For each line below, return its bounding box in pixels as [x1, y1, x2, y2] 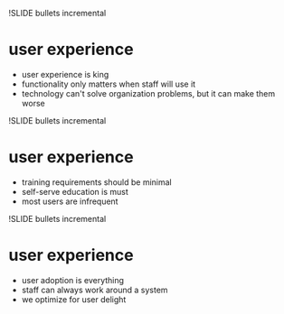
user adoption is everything [21, 274, 124, 285]
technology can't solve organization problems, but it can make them [21, 88, 276, 98]
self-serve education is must [21, 186, 128, 197]
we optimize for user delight [21, 293, 127, 305]
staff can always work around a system [21, 284, 168, 295]
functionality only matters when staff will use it [21, 78, 196, 89]
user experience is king [21, 69, 109, 79]
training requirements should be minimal [21, 176, 173, 188]
